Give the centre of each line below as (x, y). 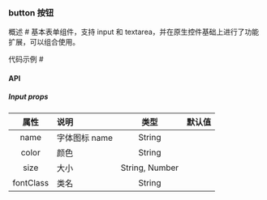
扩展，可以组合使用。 (44, 42)
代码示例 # (26, 59)
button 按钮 (31, 12)
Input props (28, 97)
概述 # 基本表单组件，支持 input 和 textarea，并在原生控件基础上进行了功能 (134, 32)
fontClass (31, 182)
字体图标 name (85, 138)
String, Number (150, 168)
